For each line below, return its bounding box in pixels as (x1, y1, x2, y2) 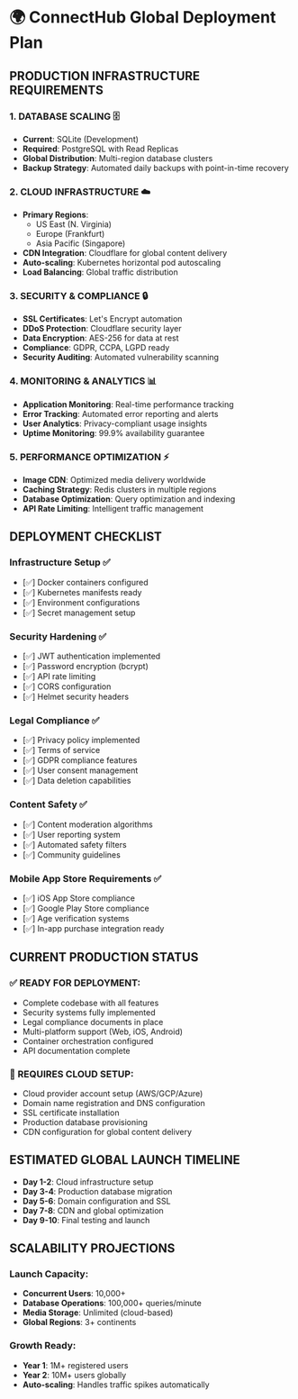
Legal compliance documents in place (22, 1016, 164, 1027)
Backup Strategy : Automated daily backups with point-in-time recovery (22, 162, 290, 173)
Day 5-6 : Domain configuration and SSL (22, 1195, 171, 1206)
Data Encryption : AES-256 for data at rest (22, 332, 179, 343)
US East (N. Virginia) (35, 219, 113, 230)
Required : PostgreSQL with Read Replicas (22, 143, 179, 154)
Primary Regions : (22, 209, 89, 221)
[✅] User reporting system (22, 829, 121, 840)
